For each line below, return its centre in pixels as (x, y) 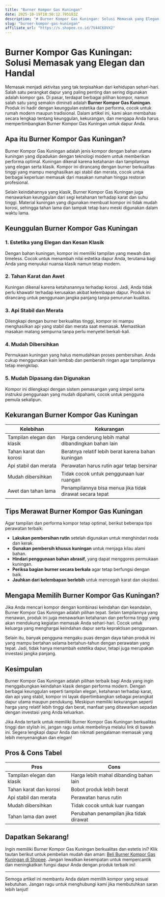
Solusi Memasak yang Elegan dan (75, 63)
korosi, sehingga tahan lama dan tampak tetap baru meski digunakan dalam (82, 207)
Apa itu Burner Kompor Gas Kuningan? (66, 139)
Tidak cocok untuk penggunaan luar (103, 474)
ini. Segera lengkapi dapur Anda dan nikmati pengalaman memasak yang (79, 732)
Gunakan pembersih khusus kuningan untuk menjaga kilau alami (79, 549)
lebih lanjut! (17, 889)
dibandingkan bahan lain (89, 443)
